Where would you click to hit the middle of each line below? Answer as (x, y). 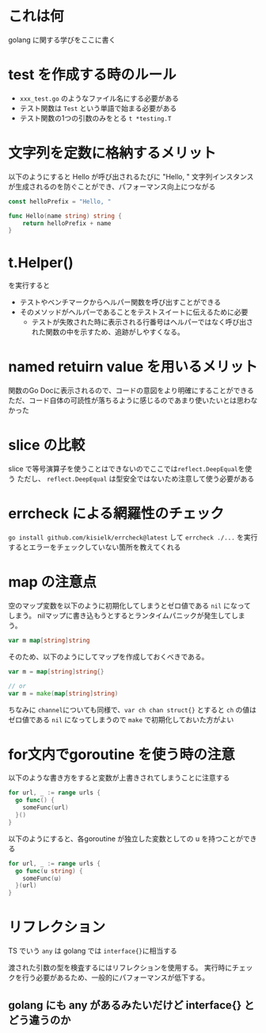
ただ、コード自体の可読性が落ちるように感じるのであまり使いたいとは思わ (129, 401)
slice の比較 (47, 445)
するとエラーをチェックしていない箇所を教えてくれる (95, 547)
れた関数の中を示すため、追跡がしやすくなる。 (108, 332)
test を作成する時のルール (92, 75)
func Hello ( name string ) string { (65, 216)
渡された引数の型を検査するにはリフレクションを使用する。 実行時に (120, 968)
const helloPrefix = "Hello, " (60, 202)
